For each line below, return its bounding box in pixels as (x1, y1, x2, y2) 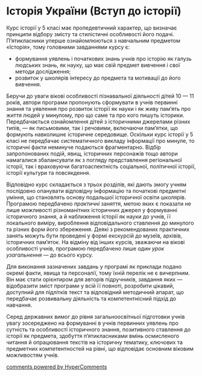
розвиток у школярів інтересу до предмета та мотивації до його (14, 74, 181, 81)
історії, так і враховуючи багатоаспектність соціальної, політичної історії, (6, 163, 196, 170)
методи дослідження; (14, 67, 71, 75)
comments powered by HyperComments (6, 363, 107, 370)
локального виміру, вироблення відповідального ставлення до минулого (6, 219, 194, 227)
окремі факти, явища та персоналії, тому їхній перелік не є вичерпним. (6, 269, 190, 277)
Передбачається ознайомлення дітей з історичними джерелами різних (6, 117, 191, 125)
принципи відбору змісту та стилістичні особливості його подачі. (6, 30, 175, 37)
